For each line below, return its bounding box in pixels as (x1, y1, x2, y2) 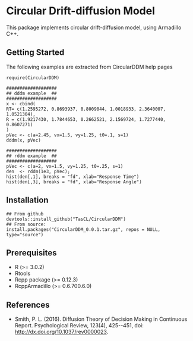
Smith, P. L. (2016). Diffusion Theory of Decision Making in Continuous (14, 315, 188, 323)
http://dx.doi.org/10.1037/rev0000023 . (14, 329, 109, 336)
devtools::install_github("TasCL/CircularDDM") (6, 216, 126, 222)
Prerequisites (6, 248, 57, 258)
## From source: (6, 221, 46, 227)
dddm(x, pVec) (6, 137, 42, 143)
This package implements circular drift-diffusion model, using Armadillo (6, 24, 182, 31)
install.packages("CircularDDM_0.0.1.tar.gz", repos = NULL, (6, 226, 161, 233)
